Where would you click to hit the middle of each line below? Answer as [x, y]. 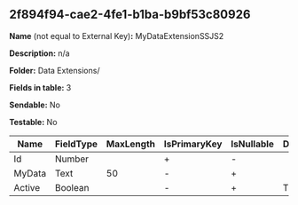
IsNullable [252, 144]
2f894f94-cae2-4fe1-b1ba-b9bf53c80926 [130, 15]
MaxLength [131, 144]
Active [27, 187]
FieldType [76, 144]
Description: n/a [39, 53]
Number [72, 159]
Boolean [72, 187]
